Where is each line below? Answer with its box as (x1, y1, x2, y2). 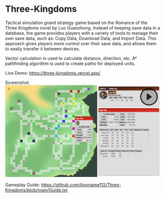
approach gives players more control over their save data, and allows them (5, 40, 157, 46)
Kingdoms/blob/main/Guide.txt (5, 187, 68, 193)
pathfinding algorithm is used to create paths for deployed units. (5, 60, 135, 66)
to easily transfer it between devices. (5, 46, 80, 52)
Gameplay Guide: (5, 182, 40, 188)
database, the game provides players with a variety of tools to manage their (5, 30, 159, 36)
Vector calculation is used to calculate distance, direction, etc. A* (5, 55, 137, 61)
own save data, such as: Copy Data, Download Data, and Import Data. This (5, 35, 157, 41)
